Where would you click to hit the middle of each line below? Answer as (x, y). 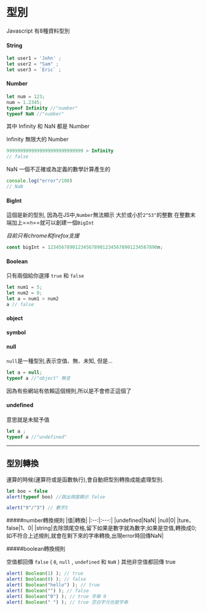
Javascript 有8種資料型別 (38, 31)
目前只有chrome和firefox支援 (43, 236)
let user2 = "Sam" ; (33, 64)
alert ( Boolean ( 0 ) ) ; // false (46, 579)
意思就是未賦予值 (28, 420)
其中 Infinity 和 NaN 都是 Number (48, 126)
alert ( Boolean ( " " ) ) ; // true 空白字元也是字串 (67, 602)
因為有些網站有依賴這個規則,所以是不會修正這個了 (69, 390)
